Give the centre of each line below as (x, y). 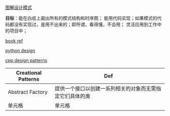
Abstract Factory (28, 92)
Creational (29, 73)
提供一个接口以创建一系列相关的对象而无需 (105, 89)
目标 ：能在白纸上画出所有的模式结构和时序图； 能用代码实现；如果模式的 (81, 18)
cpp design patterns (26, 60)
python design (20, 50)
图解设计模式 (18, 7)
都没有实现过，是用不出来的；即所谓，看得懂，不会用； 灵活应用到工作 (83, 24)
